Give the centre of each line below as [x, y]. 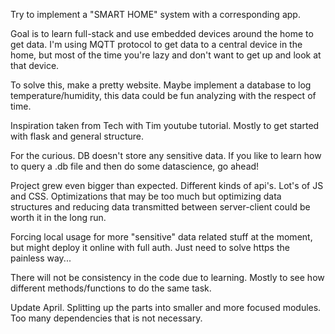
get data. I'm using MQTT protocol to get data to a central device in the [156, 44]
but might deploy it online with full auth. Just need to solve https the [150, 247]
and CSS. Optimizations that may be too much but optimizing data [146, 196]
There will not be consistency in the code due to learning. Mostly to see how [167, 277]
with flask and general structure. [77, 136]
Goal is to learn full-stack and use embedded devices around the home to [162, 33]
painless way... [41, 258]
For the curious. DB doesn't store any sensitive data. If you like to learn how [166, 155]
